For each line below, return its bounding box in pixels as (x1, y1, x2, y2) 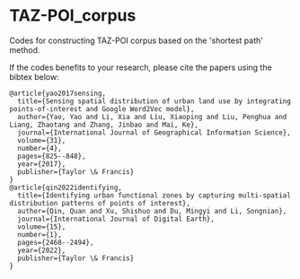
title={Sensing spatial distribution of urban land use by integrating (17, 96, 292, 106)
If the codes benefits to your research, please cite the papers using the (9, 62, 272, 73)
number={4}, (17, 144, 63, 153)
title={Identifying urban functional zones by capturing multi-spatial (17, 190, 292, 200)
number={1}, (17, 230, 63, 239)
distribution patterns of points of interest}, (9, 198, 191, 207)
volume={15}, (17, 222, 66, 231)
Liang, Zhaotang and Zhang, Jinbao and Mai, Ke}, (9, 120, 199, 129)
